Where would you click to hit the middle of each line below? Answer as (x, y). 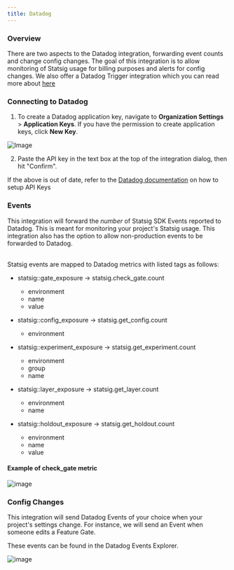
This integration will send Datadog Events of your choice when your (105, 517)
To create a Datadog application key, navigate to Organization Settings (121, 117)
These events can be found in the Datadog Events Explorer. (93, 546)
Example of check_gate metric (53, 468)
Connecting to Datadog (48, 101)
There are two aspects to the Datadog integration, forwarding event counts (115, 53)
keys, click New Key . (48, 132)
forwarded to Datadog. (40, 243)
